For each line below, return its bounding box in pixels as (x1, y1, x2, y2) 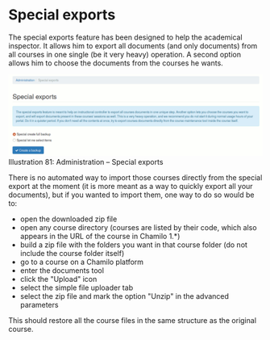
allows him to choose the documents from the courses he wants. (8, 58, 223, 68)
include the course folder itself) (19, 249, 125, 258)
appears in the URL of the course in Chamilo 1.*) (19, 232, 181, 241)
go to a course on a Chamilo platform (19, 257, 143, 267)
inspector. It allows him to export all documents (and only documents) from (8, 40, 258, 50)
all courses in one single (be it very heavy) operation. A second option (8, 49, 242, 59)
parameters (19, 300, 59, 310)
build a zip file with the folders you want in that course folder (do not (19, 240, 248, 250)
